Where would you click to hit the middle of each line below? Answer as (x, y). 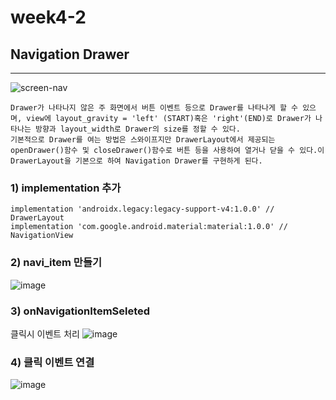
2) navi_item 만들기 (56, 263)
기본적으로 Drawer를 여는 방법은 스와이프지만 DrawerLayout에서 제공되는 (143, 140)
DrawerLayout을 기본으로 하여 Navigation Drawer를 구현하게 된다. (136, 161)
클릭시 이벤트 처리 (45, 333)
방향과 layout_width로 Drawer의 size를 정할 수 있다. (137, 129)
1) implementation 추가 (66, 188)
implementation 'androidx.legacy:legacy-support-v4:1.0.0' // (142, 209)
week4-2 (48, 17)
